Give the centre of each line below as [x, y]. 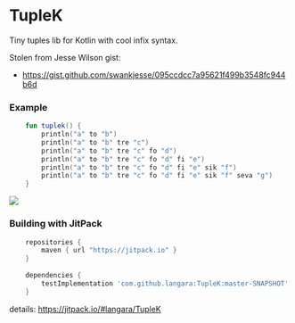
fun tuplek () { [53, 126]
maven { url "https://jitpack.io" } [109, 251]
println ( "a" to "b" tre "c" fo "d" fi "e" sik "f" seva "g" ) [157, 176]
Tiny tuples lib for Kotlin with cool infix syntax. [94, 40]
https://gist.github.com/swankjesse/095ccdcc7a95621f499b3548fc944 [154, 75]
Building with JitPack [56, 224]
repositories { [53, 242]
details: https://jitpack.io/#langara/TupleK [86, 309]
